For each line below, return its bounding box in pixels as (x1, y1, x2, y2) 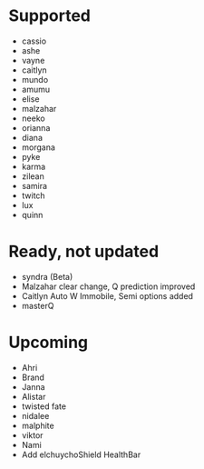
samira (21, 180, 47, 191)
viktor (21, 429, 44, 441)
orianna (21, 122, 51, 133)
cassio (21, 35, 47, 46)
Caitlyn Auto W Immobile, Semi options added (21, 290, 194, 301)
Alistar (21, 391, 46, 402)
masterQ (21, 300, 54, 311)
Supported (8, 5, 92, 26)
